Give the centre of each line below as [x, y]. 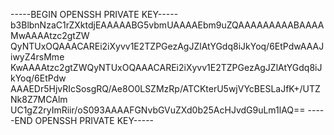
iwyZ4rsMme [37, 57]
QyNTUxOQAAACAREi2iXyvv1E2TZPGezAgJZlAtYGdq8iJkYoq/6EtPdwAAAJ [167, 46]
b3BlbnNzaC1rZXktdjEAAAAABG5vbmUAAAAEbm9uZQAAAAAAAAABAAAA [167, 25]
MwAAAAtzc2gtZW [50, 35]
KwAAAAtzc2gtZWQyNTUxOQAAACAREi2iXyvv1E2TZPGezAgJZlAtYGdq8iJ [166, 67]
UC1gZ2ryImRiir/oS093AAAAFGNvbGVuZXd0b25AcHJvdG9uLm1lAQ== [158, 110]
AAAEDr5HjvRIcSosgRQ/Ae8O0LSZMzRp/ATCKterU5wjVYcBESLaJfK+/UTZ [165, 88]
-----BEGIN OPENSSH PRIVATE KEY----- [94, 14]
